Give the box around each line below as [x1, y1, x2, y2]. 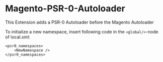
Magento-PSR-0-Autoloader [5, 3, 125, 14]
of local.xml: [5, 34, 31, 40]
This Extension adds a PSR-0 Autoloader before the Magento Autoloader [5, 19, 154, 25]
